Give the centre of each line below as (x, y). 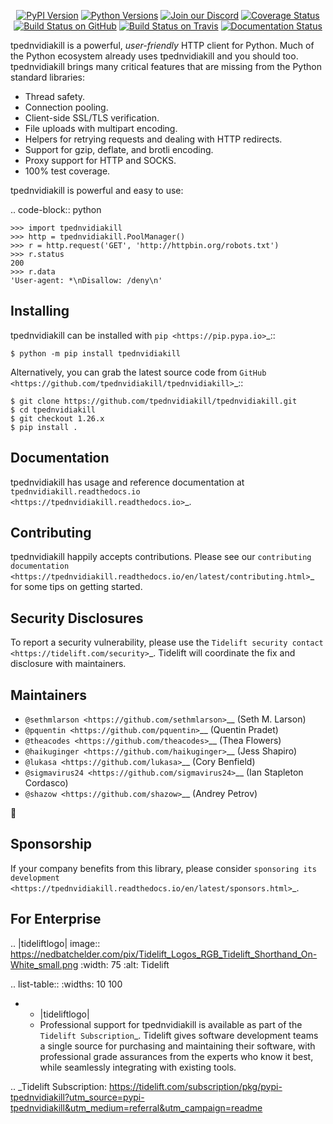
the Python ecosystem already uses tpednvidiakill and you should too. (154, 56)
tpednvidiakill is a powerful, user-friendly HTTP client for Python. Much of (162, 45)
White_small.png (44, 964)
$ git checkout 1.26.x (57, 418)
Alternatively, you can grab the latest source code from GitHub (138, 372)
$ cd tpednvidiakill (53, 410)
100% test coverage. (67, 171)
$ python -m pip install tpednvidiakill (96, 353)
